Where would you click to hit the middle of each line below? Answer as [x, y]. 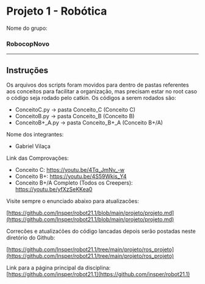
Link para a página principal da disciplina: [59, 268]
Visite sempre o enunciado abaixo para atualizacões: [73, 201]
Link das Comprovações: [38, 158]
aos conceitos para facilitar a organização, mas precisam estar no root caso [102, 91]
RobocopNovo [28, 44]
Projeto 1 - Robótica [57, 11]
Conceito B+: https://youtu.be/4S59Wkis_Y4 [71, 176]
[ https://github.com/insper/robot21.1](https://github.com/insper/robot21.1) [98, 274]
